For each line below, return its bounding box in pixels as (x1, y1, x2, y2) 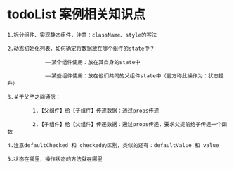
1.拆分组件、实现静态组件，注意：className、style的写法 (7, 31, 157, 39)
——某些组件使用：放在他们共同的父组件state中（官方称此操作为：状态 (44, 72, 219, 80)
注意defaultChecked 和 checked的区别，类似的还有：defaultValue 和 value (13, 142, 219, 149)
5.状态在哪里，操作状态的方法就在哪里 (7, 156, 103, 163)
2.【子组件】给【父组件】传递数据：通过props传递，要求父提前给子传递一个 (32, 120, 222, 127)
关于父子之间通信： (13, 93, 61, 101)
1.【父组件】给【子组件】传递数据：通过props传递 (32, 107, 160, 114)
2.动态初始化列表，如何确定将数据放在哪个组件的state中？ (7, 45, 155, 52)
